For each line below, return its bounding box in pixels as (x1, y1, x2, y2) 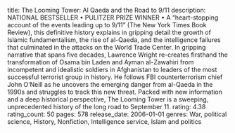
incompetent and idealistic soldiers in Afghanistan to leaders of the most (7, 66, 217, 73)
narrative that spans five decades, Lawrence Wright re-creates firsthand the (7, 50, 229, 59)
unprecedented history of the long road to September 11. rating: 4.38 (7, 103, 206, 111)
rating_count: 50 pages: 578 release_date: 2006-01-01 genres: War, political (7, 110, 227, 118)
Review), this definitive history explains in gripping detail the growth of (7, 28, 211, 36)
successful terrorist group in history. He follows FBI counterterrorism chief (7, 73, 223, 81)
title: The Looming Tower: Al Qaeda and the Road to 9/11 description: (7, 6, 206, 14)
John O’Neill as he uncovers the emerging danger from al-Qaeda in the (7, 80, 213, 88)
